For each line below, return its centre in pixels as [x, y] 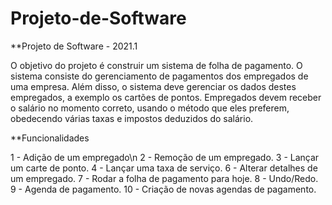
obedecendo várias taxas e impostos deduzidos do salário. [132, 118]
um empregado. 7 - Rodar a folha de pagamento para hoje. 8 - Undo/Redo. [164, 178]
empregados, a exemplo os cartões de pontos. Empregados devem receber [166, 97]
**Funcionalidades [50, 138]
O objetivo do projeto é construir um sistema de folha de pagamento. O [156, 65]
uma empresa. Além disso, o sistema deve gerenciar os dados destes [153, 86]
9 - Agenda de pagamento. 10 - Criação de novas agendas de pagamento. [163, 189]
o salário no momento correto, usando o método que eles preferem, [150, 108]
